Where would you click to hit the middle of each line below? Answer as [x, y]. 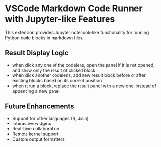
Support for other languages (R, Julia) [51, 118]
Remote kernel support [35, 134]
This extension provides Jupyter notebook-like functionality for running [77, 32]
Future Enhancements [40, 107]
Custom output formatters [38, 139]
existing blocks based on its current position [57, 80]
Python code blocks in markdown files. [44, 38]
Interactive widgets [32, 123]
